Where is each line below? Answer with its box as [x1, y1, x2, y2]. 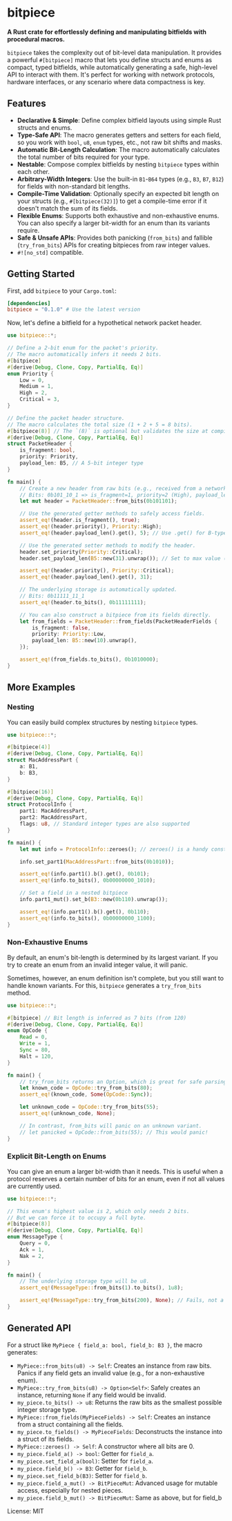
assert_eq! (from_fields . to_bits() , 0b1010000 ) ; [19, 656, 159, 663]
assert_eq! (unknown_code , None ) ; [19, 1110, 116, 1117]
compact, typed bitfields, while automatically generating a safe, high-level [7, 63, 217, 71]
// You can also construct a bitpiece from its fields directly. [19, 611, 212, 619]
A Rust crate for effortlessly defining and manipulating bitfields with [7, 28, 207, 36]
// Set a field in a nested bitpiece [19, 889, 128, 897]
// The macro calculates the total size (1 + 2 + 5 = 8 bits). [7, 421, 193, 428]
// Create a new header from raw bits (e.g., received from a [19, 485, 202, 492]
